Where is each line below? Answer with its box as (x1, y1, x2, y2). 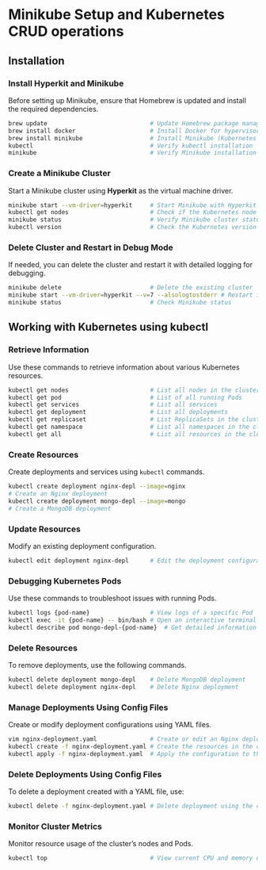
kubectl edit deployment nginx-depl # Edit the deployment (8, 557, 225, 565)
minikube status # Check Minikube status (8, 299, 232, 307)
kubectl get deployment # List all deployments (8, 408, 228, 416)
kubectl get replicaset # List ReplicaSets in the (8, 416, 239, 424)
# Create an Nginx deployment (8, 489, 108, 497)
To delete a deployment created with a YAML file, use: (8, 787, 184, 796)
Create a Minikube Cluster (8, 168, 111, 179)
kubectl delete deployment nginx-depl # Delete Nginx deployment (8, 683, 239, 691)
